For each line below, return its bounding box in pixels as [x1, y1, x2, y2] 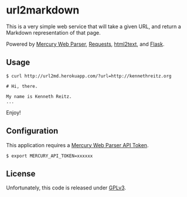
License [6, 168, 36, 179]
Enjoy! [6, 109, 22, 116]
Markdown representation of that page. [6, 29, 101, 36]
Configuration [6, 126, 59, 136]
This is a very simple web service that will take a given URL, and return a [6, 23, 182, 30]
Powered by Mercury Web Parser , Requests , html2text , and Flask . [6, 40, 165, 47]
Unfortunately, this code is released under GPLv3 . [6, 184, 126, 191]
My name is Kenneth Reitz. [6, 93, 72, 100]
